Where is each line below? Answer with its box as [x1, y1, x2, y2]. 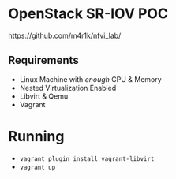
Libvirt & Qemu [19, 91, 69, 101]
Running [8, 127, 65, 145]
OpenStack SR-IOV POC [8, 5, 168, 23]
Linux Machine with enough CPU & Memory [19, 74, 162, 84]
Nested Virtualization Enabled [19, 83, 117, 92]
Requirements [8, 54, 79, 67]
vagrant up [19, 163, 56, 171]
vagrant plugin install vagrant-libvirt [19, 155, 155, 162]
